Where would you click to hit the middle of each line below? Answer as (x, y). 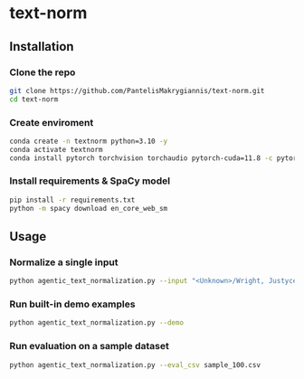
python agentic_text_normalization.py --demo (96, 323)
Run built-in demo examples (72, 304)
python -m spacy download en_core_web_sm (89, 208)
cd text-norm (34, 99)
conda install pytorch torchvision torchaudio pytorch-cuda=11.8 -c (141, 158)
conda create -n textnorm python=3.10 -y (89, 141)
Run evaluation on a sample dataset (89, 346)
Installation (42, 47)
